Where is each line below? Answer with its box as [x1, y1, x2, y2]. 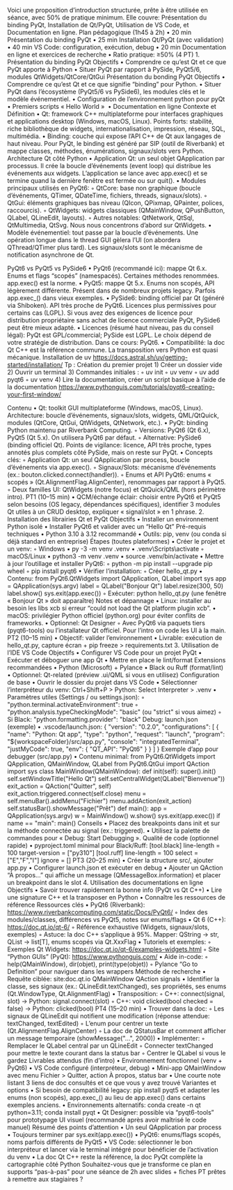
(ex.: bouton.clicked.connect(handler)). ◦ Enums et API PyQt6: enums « [7, 470, 212, 479]
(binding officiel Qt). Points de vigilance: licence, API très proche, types [7, 441, 212, 449]
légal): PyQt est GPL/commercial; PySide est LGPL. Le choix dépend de [7, 331, 212, 339]
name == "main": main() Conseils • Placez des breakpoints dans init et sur [7, 819, 220, 827]
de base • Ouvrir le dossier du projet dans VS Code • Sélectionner [7, 678, 198, 686]
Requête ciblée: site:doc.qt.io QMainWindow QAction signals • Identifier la [7, 975, 220, 983]
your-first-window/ [7, 390, 61, 399]
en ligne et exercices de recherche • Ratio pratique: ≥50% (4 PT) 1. [7, 50, 200, 59]
